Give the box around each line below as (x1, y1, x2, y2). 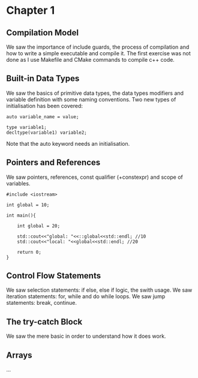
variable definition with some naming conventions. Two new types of (6, 95, 176, 103)
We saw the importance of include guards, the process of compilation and (6, 43, 190, 50)
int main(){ (6, 212, 36, 218)
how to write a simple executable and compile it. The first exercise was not (6, 50, 191, 57)
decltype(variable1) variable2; (6, 130, 87, 136)
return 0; (17, 249, 42, 255)
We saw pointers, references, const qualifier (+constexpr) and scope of (6, 173, 183, 181)
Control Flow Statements (6, 271, 101, 281)
